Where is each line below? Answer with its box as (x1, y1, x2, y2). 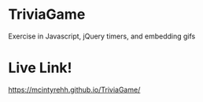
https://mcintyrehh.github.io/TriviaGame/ (8, 85, 141, 94)
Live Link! (8, 59, 72, 77)
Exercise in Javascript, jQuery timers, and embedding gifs (8, 31, 196, 41)
